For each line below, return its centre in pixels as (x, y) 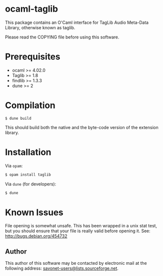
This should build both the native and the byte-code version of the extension (82, 127)
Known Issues (34, 212)
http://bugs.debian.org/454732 (36, 236)
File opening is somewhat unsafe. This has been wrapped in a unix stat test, (81, 226)
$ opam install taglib (28, 175)
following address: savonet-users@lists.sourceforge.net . (62, 268)
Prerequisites (33, 57)
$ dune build (18, 118)
